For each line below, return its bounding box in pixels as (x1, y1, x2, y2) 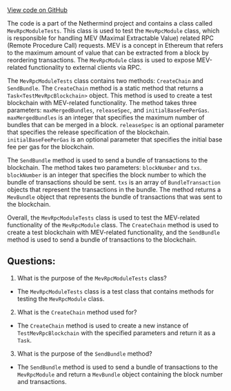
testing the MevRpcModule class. (17, 294, 105, 303)
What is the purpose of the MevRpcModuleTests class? (17, 274, 168, 282)
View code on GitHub (7, 6, 68, 14)
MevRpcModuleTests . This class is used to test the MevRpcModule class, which (7, 27, 220, 35)
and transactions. (17, 377, 67, 385)
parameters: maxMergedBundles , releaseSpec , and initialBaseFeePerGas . (7, 106, 210, 114)
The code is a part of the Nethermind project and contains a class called (7, 19, 212, 27)
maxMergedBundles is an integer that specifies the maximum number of (7, 113, 205, 122)
